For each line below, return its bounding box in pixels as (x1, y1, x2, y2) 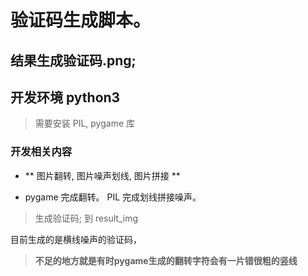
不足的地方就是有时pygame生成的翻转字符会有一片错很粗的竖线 (34, 254, 298, 266)
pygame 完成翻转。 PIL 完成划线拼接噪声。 (24, 191, 202, 203)
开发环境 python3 (10, 89, 121, 106)
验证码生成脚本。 (10, 9, 152, 32)
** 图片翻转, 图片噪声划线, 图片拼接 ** (24, 169, 181, 181)
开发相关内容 (10, 145, 73, 159)
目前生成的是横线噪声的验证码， (10, 233, 142, 245)
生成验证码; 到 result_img (34, 212, 139, 224)
